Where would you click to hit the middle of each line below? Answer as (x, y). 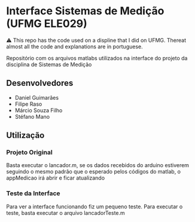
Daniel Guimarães (36, 97)
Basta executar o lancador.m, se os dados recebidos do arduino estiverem (98, 165)
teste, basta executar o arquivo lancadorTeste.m (66, 212)
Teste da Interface (33, 193)
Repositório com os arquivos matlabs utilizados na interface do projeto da (97, 58)
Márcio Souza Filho (39, 110)
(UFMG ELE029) (47, 24)
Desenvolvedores (40, 83)
